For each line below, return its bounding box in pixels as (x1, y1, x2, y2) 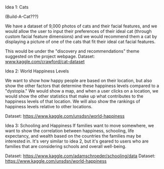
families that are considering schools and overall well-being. (5, 144, 126, 149)
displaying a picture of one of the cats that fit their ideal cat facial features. (5, 39, 156, 45)
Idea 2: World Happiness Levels (5, 68, 70, 74)
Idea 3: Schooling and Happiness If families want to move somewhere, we (5, 122, 154, 128)
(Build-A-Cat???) (5, 14, 39, 19)
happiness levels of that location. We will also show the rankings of (5, 98, 141, 104)
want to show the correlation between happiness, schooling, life (5, 128, 134, 134)
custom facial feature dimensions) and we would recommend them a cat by (5, 34, 158, 39)
